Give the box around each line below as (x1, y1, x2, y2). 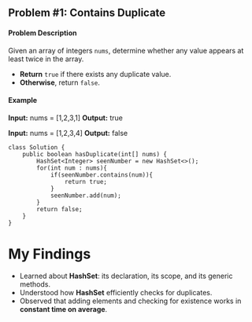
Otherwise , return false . (19, 78, 101, 87)
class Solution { (8, 143, 65, 152)
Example (8, 96, 38, 105)
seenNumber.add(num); (50, 192, 122, 199)
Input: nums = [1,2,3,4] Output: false (8, 128, 128, 137)
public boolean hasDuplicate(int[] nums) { (22, 150, 168, 158)
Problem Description (8, 27, 77, 38)
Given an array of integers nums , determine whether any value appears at (8, 46, 244, 55)
